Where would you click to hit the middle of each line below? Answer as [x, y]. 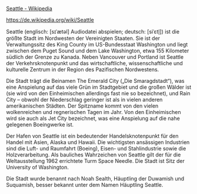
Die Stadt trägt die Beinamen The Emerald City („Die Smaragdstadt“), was [95, 81]
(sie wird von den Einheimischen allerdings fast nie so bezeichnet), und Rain [98, 93]
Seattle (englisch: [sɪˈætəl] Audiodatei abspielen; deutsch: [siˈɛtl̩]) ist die [93, 31]
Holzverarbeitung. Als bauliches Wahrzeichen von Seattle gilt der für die [94, 155]
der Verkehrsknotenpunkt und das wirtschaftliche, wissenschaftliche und [95, 63]
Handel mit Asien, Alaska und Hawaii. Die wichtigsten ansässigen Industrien [98, 142]
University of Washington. [38, 167]
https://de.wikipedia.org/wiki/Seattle [50, 20]
